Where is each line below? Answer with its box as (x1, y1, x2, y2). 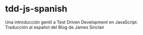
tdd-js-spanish (5, 3, 68, 14)
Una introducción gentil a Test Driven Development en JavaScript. (5, 19, 138, 25)
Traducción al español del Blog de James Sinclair (5, 24, 104, 30)
